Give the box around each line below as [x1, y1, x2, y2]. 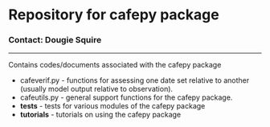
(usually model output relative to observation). [19, 84, 174, 94]
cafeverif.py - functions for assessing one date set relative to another [19, 76, 250, 85]
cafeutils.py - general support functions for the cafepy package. [19, 92, 233, 102]
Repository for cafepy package [8, 6, 219, 24]
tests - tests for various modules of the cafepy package [19, 101, 206, 111]
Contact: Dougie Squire [8, 35, 102, 46]
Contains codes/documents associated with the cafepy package [8, 60, 222, 70]
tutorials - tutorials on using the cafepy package [19, 110, 182, 120]
